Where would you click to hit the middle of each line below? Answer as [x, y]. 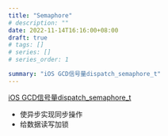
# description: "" [38, 23]
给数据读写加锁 [44, 124]
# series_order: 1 [38, 60]
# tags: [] [26, 45]
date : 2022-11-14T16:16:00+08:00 [63, 30]
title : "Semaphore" [40, 15]
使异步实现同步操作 [51, 114]
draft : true [28, 38]
